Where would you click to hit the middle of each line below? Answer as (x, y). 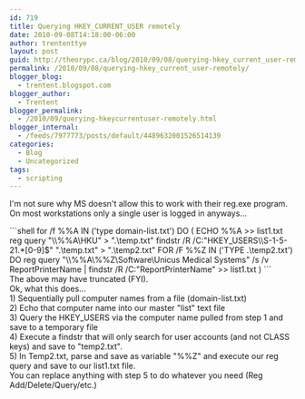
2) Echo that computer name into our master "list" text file (117, 308)
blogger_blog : (36, 77)
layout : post (34, 52)
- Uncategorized (48, 161)
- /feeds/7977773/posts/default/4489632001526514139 (119, 136)
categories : (32, 144)
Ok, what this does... (48, 289)
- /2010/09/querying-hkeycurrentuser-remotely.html (118, 119)
